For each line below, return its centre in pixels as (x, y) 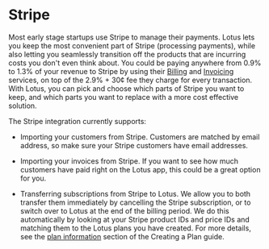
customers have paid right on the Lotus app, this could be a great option (140, 169)
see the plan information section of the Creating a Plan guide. (122, 236)
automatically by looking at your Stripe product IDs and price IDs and (135, 219)
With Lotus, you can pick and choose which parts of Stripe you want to (126, 88)
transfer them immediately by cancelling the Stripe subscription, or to (135, 202)
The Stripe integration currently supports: (78, 121)
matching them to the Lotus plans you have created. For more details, (136, 228)
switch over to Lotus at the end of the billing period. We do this (124, 210)
